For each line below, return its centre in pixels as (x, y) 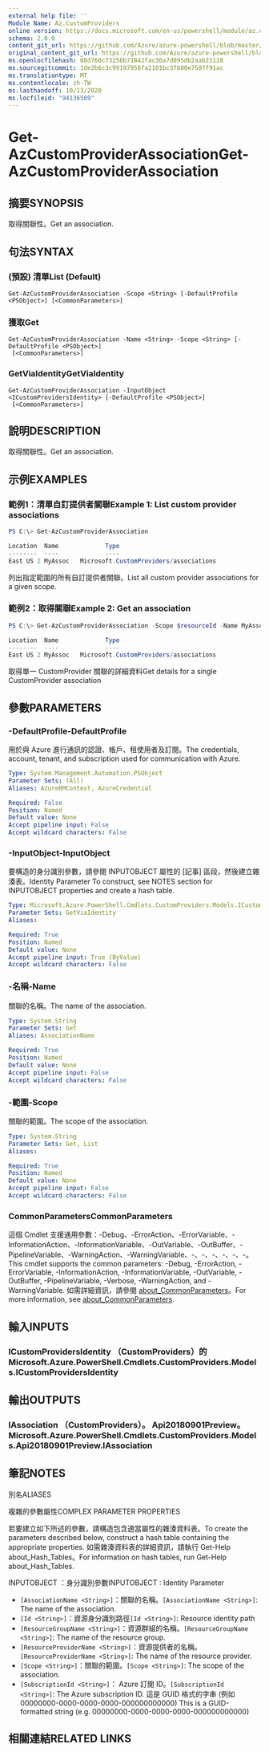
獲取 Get (24, 322)
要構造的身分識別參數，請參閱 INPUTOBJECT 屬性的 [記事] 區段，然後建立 (130, 872)
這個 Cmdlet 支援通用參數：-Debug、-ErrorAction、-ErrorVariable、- (122, 1235)
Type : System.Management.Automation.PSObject (85, 774)
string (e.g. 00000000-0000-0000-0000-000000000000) (152, 1711)
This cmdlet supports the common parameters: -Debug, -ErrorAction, (123, 1264)
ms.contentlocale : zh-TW (50, 83)
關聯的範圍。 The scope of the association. (78, 1121)
